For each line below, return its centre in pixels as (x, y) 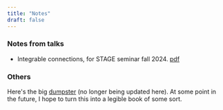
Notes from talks (36, 44)
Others (19, 76)
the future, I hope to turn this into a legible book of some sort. (95, 99)
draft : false (26, 20)
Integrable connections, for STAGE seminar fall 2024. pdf (98, 58)
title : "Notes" (29, 13)
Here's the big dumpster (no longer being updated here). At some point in (111, 92)
